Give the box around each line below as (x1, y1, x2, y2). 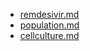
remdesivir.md (19, 9, 80, 20)
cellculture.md (19, 30, 80, 41)
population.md (19, 19, 80, 31)
